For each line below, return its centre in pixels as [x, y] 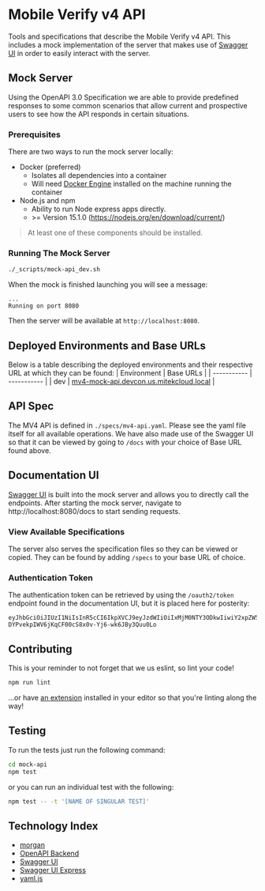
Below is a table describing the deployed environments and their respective [131, 364]
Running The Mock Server [59, 253]
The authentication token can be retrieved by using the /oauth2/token [121, 595]
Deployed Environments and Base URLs [107, 345]
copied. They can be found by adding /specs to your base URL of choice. [127, 557]
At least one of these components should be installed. [115, 233]
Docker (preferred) [50, 167]
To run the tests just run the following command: [87, 749]
